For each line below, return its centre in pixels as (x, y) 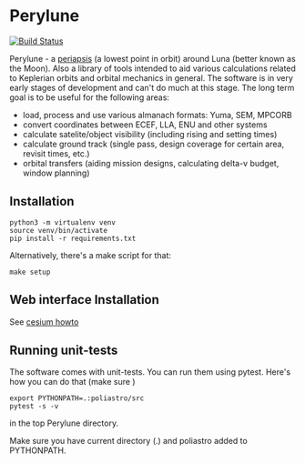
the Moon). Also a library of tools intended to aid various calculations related (152, 68)
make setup (30, 272)
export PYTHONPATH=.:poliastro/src (77, 398)
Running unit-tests (64, 350)
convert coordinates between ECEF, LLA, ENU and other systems (145, 125)
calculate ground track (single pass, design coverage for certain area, (153, 144)
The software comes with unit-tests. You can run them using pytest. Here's (150, 372)
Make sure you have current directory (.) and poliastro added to (128, 441)
